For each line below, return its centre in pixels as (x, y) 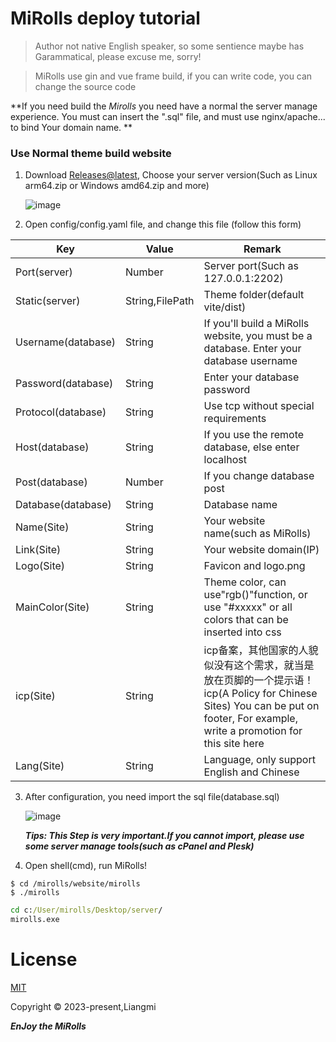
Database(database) (63, 505)
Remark (262, 249)
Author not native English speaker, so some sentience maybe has (169, 46)
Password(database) (64, 384)
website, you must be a (258, 336)
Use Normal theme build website (91, 153)
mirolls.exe (35, 920)
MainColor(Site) (52, 607)
